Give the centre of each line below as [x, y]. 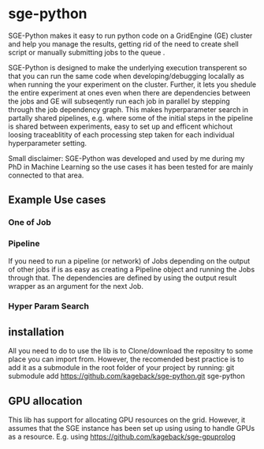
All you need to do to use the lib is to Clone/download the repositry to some [131, 351]
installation [36, 332]
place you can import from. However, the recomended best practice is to [126, 359]
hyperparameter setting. [48, 143]
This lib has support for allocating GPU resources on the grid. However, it [127, 420]
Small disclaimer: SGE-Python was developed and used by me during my [126, 158]
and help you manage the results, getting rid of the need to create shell [123, 43]
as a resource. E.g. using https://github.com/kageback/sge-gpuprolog [122, 437]
